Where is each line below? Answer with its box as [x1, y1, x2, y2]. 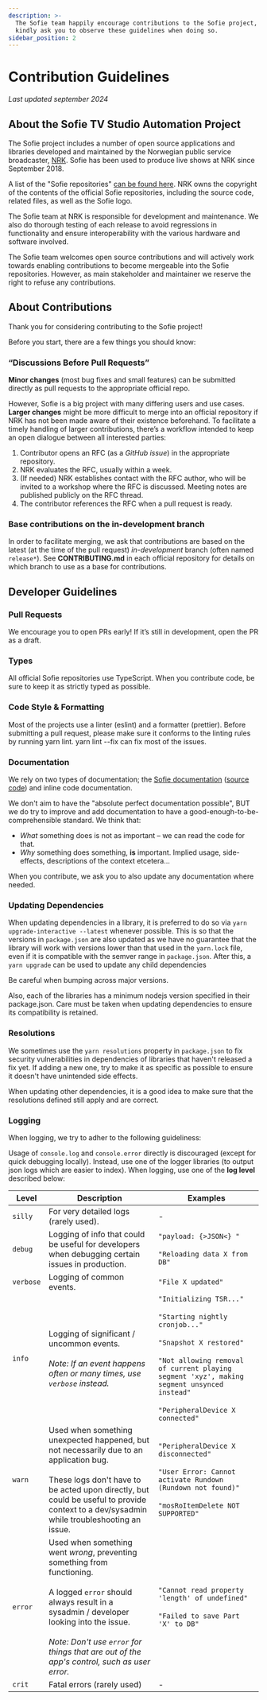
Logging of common [48, 1271, 125, 1283]
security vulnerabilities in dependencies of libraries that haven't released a [8, 1054, 253, 1064]
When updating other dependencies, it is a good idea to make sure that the [8, 1086, 253, 1096]
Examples [188, 1192, 226, 1203]
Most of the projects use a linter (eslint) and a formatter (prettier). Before [8, 720, 246, 729]
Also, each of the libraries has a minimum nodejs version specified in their [8, 991, 250, 1000]
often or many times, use [48, 1368, 141, 1379]
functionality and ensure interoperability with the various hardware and [8, 228, 241, 238]
